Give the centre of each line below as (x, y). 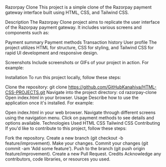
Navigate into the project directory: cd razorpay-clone (102, 92)
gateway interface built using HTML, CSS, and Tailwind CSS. (67, 12)
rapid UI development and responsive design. (52, 53)
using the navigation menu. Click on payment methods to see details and (80, 118)
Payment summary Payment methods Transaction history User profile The (81, 42)
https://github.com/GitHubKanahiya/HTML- (112, 87)
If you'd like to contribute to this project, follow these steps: (66, 128)
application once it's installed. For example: (49, 103)
